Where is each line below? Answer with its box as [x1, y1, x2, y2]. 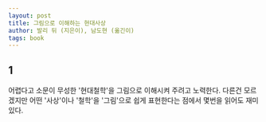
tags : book [8, 33, 45, 42]
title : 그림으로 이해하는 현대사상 [8, 19, 106, 27]
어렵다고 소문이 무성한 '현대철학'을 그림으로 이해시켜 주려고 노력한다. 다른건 [8, 85, 242, 96]
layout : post [8, 11, 52, 20]
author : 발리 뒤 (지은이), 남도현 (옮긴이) [8, 26, 135, 34]
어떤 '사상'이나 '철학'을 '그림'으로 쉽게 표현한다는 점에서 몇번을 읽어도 [29, 96, 244, 105]
